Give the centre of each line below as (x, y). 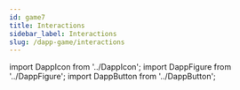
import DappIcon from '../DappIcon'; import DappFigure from (120, 67)
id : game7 (28, 17)
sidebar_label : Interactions (63, 34)
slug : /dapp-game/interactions (67, 42)
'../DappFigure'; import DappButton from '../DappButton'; (112, 77)
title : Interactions (48, 26)
